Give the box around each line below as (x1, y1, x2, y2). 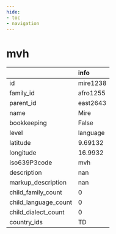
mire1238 (78, 79, 107, 87)
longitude (9, 148, 37, 157)
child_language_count (9, 198, 72, 207)
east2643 (78, 99, 107, 108)
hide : (6, 9, 20, 15)
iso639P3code (9, 158, 53, 167)
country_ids (9, 218, 43, 227)
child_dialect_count (9, 208, 65, 217)
